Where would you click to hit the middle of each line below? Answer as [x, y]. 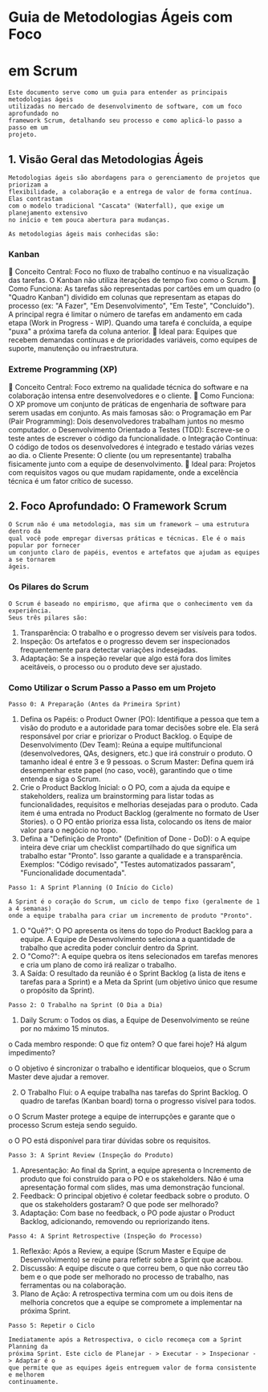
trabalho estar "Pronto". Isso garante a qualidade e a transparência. [131, 855]
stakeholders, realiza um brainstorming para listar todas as [117, 796]
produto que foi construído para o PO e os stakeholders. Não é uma [132, 1178]
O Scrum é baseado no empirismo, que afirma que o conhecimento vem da [130, 604]
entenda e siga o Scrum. [60, 779]
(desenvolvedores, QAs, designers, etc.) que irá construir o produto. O [136, 753]
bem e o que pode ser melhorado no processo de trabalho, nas [124, 1276]
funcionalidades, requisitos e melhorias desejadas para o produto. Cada [139, 804]
